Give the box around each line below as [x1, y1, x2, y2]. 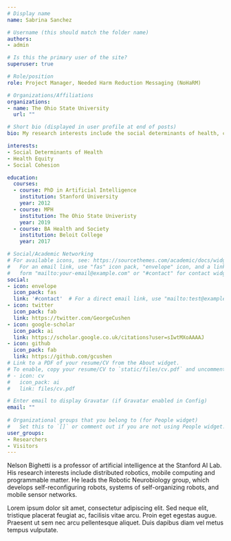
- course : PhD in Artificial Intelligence [13, 187, 137, 194]
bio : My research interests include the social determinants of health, [7, 130, 220, 137]
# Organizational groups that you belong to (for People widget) [7, 417, 198, 424]
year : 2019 [19, 218, 51, 226]
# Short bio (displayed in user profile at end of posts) [7, 123, 177, 131]
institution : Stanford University [19, 194, 118, 201]
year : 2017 [19, 238, 51, 245]
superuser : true [7, 61, 54, 68]
